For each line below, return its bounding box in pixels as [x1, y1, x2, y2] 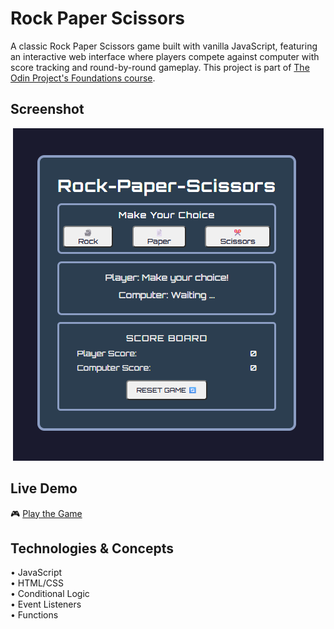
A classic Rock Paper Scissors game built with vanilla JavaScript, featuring [10, 40, 318, 52]
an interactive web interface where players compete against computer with [10, 50, 320, 62]
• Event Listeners [10, 598, 82, 611]
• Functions [10, 609, 59, 621]
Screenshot [10, 101, 85, 118]
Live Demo [10, 480, 78, 497]
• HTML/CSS [10, 577, 65, 589]
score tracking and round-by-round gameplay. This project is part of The [10, 61, 310, 73]
